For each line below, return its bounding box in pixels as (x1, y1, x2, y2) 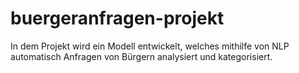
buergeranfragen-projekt (10, 7, 225, 30)
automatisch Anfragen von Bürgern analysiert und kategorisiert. (10, 50, 273, 62)
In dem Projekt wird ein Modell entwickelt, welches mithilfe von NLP (10, 40, 290, 52)
